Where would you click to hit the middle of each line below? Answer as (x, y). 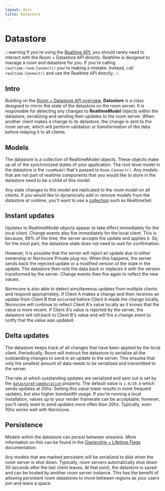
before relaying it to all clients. (36, 132)
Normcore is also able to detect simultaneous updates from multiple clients (81, 288)
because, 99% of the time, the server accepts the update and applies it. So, (82, 238)
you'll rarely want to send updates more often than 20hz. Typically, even (78, 404)
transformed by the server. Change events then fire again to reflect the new (82, 274)
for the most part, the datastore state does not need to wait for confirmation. (82, 243)
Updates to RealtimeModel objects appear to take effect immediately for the (82, 228)
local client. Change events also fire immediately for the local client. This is (81, 233)
